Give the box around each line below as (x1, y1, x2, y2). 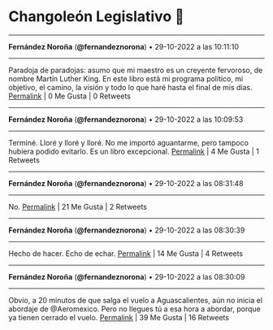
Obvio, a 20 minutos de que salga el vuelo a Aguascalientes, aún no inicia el (8, 295, 262, 305)
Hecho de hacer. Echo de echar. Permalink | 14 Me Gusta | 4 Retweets (8, 248, 244, 258)
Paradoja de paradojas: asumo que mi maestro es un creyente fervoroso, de (8, 65, 263, 75)
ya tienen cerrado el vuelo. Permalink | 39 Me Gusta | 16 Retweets (8, 312, 230, 322)
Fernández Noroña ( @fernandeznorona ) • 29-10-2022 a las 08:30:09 (8, 271, 245, 281)
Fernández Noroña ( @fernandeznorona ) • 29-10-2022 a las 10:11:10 (8, 41, 240, 51)
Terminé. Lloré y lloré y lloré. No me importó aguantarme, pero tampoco (8, 137, 249, 147)
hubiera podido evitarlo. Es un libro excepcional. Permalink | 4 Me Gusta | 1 (8, 146, 260, 156)
